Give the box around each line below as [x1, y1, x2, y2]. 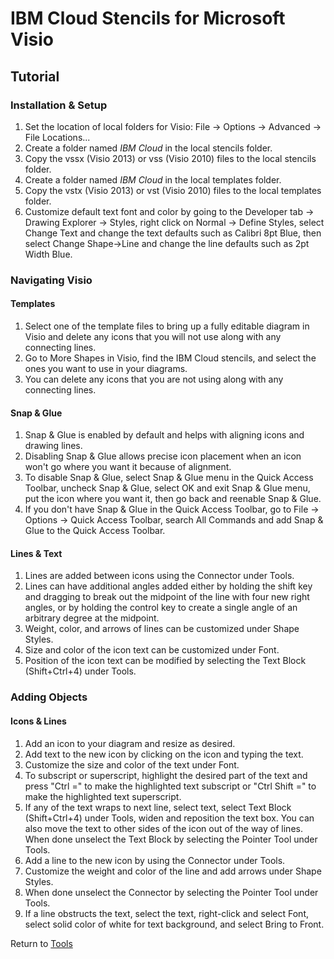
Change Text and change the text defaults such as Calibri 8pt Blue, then [24, 227, 322, 239]
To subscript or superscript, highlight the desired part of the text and [24, 769, 308, 781]
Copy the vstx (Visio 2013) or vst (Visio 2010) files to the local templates [24, 184, 322, 196]
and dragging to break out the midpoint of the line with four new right [24, 591, 310, 603]
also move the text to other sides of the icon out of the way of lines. [24, 822, 303, 834]
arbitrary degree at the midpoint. [24, 612, 160, 624]
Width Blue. [24, 248, 73, 260]
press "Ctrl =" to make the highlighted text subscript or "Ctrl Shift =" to [24, 780, 317, 792]
